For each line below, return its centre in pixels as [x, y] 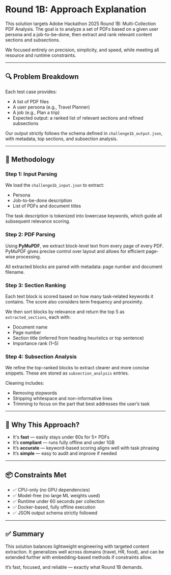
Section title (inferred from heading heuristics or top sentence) [78, 338]
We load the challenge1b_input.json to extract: [55, 185]
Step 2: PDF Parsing [30, 235]
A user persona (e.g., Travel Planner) [51, 107]
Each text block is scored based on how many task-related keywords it [79, 296]
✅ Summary [25, 534]
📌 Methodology [30, 160]
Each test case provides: [31, 92]
